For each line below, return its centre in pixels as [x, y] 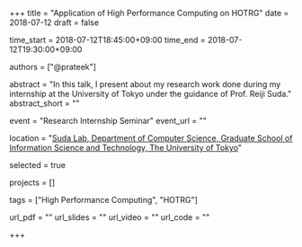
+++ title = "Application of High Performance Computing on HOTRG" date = [149, 13]
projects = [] [32, 182]
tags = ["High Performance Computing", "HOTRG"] [103, 200]
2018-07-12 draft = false [54, 22]
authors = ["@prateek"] [53, 67]
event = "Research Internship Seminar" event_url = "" [108, 121]
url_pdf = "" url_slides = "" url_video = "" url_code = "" [110, 217]
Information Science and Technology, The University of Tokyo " [126, 148]
